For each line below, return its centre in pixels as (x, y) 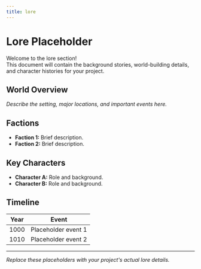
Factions (23, 123)
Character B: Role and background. (59, 183)
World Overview (37, 90)
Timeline (23, 203)
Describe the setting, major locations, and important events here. (87, 104)
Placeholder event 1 (59, 229)
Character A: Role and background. (59, 177)
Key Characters (36, 163)
